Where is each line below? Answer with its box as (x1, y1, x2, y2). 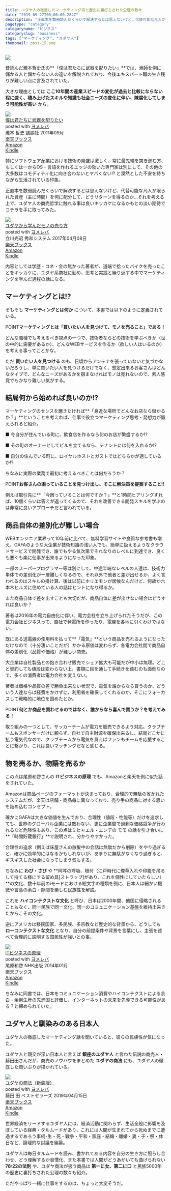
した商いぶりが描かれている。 (9, 1064, 72, 1070)
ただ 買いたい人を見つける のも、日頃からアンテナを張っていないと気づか (5, 358, 159, 364)
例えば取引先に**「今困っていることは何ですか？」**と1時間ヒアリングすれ (5, 492, 163, 498)
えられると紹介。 (5, 421, 41, 427)
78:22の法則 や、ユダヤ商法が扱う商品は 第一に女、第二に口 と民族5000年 (5, 1163, 162, 1169)
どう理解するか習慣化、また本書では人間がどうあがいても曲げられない (18, 1156, 165, 1163)
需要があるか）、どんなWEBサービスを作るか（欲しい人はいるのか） (22, 341, 165, 347)
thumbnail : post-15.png (5, 41, 56, 46)
